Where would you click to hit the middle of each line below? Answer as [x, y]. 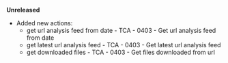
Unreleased [23, 10]
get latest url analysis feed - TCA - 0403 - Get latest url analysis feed [124, 45]
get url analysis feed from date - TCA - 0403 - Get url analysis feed [121, 30]
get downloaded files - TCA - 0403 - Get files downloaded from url [121, 52]
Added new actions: [44, 23]
